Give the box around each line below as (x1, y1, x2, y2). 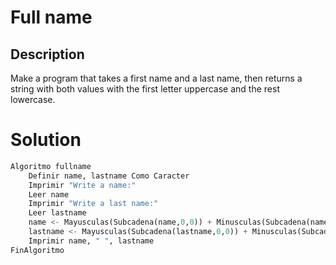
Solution (10, 129, 82, 151)
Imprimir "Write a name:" (28, 180, 137, 190)
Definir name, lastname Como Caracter (28, 171, 190, 181)
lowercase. (10, 94, 56, 105)
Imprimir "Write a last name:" (28, 199, 159, 209)
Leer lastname (28, 208, 87, 218)
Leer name (28, 189, 70, 200)
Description (10, 46, 85, 63)
